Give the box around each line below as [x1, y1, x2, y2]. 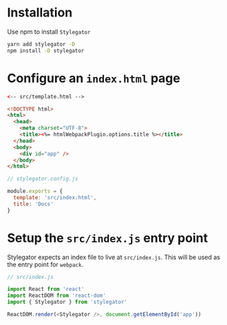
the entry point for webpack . [7, 260, 84, 269]
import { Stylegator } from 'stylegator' [7, 299, 128, 306]
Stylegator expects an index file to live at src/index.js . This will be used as [7, 253, 220, 261]
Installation [7, 5, 73, 21]
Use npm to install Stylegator [7, 27, 91, 36]
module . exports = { [7, 188, 63, 195]
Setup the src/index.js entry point [7, 230, 208, 245]
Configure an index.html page [7, 70, 181, 86]
